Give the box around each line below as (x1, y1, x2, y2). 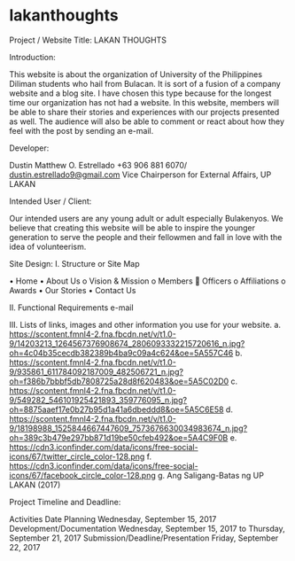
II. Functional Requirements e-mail (9, 302, 135, 313)
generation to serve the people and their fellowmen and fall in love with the (9, 231, 283, 242)
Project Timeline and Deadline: (9, 496, 121, 507)
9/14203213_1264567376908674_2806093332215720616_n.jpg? (9, 338, 245, 348)
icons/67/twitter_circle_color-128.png (9, 451, 145, 462)
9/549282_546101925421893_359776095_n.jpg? (9, 394, 188, 405)
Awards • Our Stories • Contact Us (9, 284, 136, 295)
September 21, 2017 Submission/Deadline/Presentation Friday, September (9, 533, 279, 543)
